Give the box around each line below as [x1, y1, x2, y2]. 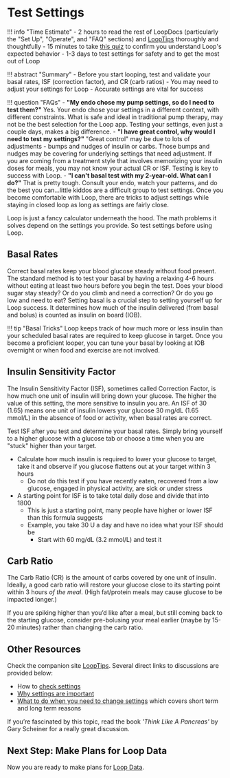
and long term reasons [16, 704, 81, 713]
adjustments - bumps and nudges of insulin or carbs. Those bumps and [7, 142, 210, 150]
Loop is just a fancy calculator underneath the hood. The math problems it [7, 213, 217, 222]
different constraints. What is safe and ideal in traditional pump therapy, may [7, 112, 223, 121]
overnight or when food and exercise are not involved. [7, 346, 160, 354]
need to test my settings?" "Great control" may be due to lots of [7, 134, 190, 143]
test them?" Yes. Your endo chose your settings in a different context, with [7, 105, 220, 114]
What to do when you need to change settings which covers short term [16, 697, 218, 705]
